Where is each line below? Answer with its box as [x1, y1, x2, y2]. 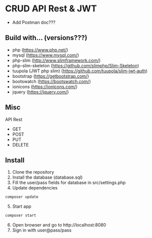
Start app [12, 203, 32, 209]
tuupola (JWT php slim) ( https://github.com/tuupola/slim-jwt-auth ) [12, 68, 148, 74]
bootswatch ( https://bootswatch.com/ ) [12, 78, 91, 84]
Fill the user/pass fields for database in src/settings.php [12, 180, 126, 186]
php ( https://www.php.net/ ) [12, 47, 68, 52]
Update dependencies [12, 185, 58, 191]
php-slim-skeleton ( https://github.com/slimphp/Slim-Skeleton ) [12, 62, 139, 68]
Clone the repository [12, 169, 54, 175]
